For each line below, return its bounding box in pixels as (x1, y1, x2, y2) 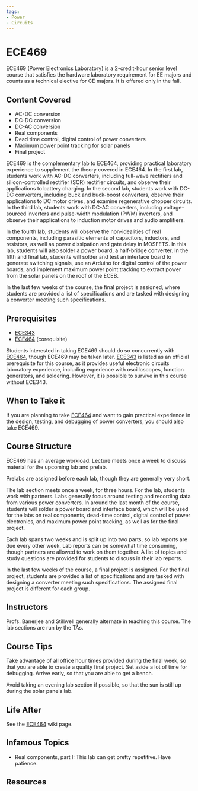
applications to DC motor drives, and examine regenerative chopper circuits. (6, 198, 193, 205)
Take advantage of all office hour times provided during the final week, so (6, 657, 187, 665)
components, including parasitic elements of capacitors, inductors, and (6, 234, 180, 242)
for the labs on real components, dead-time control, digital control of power (6, 512, 191, 519)
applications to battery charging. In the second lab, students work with (6, 185, 179, 192)
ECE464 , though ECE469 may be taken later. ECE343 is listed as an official (6, 353, 189, 360)
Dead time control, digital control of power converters (14, 136, 146, 143)
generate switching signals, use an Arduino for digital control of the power (6, 259, 187, 267)
